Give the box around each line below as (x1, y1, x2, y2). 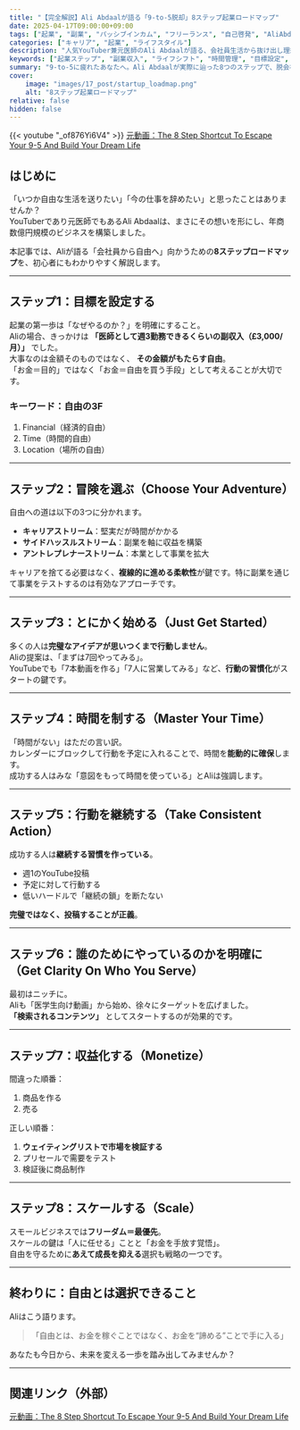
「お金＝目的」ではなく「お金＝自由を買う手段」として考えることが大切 (9, 364, 275, 375)
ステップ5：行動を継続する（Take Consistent (9, 807, 262, 822)
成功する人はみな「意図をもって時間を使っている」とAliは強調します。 (9, 770, 268, 781)
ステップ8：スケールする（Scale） (9, 1200, 202, 1216)
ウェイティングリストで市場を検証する (21, 1141, 163, 1152)
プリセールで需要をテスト (21, 1153, 117, 1164)
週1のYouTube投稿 (21, 868, 89, 879)
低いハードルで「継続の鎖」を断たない (21, 891, 163, 901)
